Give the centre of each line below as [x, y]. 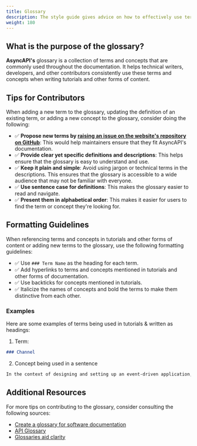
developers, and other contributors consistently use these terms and [89, 73]
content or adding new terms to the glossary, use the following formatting [95, 245]
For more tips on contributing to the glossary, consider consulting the [90, 407]
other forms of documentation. [52, 276]
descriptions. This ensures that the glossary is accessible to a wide [96, 174]
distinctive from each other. [48, 295]
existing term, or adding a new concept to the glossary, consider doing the [96, 118]
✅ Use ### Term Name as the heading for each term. [77, 263]
